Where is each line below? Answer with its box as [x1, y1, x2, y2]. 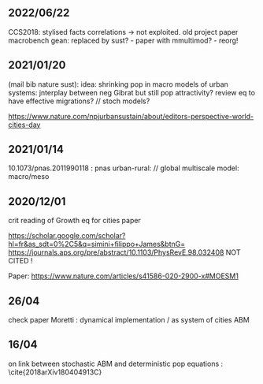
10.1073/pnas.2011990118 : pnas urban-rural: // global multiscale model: [8, 163, 239, 173]
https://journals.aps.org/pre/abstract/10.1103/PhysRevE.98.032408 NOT [8, 248, 241, 257]
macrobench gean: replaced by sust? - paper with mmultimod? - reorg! [8, 35, 239, 45]
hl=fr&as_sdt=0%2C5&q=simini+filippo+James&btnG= [8, 240, 186, 249]
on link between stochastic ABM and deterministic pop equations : [8, 359, 224, 368]
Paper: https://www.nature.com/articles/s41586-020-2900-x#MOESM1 [8, 271, 239, 281]
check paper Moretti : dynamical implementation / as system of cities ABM [8, 315, 250, 325]
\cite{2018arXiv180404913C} [8, 367, 102, 377]
